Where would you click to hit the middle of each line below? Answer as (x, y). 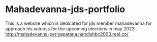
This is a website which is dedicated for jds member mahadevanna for (79, 23)
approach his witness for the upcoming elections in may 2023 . (71, 28)
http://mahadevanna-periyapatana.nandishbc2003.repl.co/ (67, 34)
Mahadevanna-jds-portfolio (65, 9)
